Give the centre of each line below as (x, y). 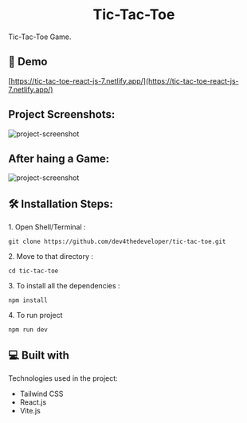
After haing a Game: (59, 158)
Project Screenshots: (62, 114)
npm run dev (28, 330)
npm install (28, 300)
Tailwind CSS (41, 394)
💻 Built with (39, 355)
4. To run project (35, 315)
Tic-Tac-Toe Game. (40, 37)
